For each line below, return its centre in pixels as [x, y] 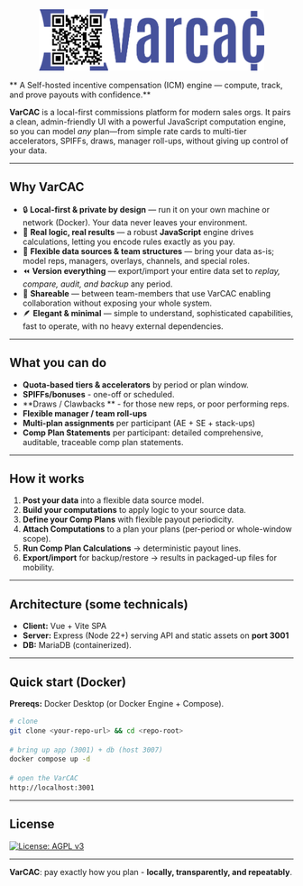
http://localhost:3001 [52, 788]
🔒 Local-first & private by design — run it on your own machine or [146, 209]
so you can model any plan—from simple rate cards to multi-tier [128, 131]
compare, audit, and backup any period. [97, 284]
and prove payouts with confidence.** [80, 95]
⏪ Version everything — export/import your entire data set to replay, [151, 270]
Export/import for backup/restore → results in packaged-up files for [150, 558]
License [32, 824]
